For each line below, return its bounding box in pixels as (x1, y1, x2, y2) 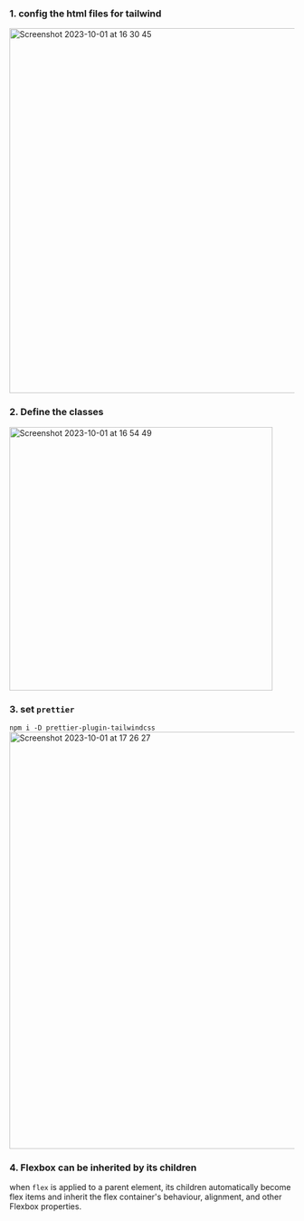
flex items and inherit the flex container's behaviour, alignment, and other (9, 1191, 282, 1203)
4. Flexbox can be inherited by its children (9, 1161, 197, 1174)
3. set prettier (9, 703, 75, 715)
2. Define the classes (9, 406, 104, 419)
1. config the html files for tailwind (9, 7, 162, 20)
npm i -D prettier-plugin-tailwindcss (9, 723, 156, 732)
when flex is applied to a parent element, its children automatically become (9, 1182, 291, 1193)
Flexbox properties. (9, 1201, 82, 1212)
